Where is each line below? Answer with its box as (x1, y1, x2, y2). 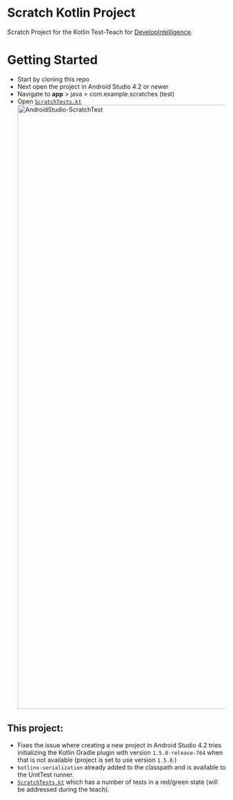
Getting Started (7, 52, 98, 68)
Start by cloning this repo (17, 75, 90, 83)
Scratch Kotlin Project (7, 5, 136, 21)
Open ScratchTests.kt (17, 97, 82, 105)
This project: (7, 722, 64, 734)
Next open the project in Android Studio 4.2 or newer (17, 82, 169, 91)
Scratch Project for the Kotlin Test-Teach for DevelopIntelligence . (7, 28, 193, 36)
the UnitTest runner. (17, 770, 74, 779)
